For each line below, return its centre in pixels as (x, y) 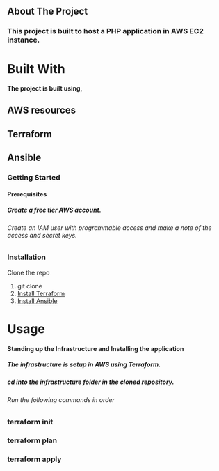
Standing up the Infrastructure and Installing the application (96, 348)
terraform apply (34, 459)
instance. (24, 40)
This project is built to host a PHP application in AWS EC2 (105, 31)
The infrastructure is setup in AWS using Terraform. (84, 364)
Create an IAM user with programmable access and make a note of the (109, 227)
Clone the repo (29, 272)
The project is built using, (45, 88)
